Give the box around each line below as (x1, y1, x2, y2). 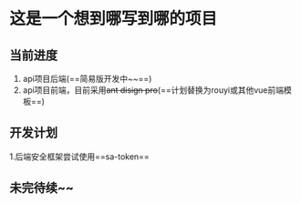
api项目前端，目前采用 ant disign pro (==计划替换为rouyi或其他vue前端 (22, 85, 285, 96)
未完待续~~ (9, 180, 75, 196)
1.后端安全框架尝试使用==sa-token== (9, 151, 150, 162)
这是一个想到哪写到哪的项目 (9, 8, 218, 29)
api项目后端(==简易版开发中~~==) (22, 74, 152, 84)
